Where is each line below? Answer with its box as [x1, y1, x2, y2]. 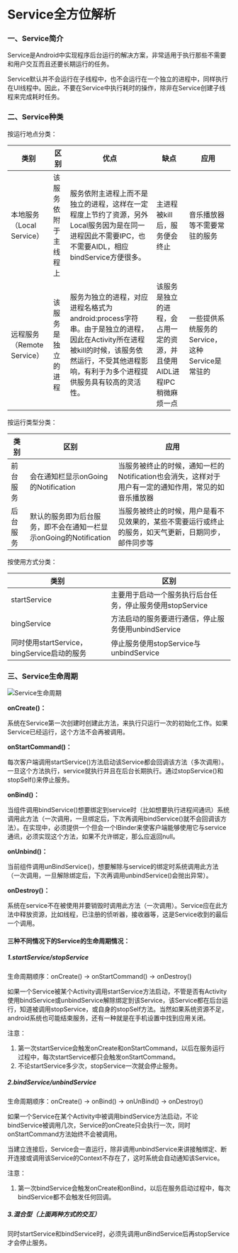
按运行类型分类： [7, 417, 57, 426]
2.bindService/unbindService [7, 1078, 97, 1086]
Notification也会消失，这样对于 [118, 471, 221, 481]
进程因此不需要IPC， [69, 231, 139, 241]
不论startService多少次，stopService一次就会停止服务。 [17, 1061, 182, 1070]
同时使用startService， [11, 637, 87, 647]
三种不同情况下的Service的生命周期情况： [7, 936, 130, 945]
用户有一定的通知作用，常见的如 [118, 482, 225, 492]
